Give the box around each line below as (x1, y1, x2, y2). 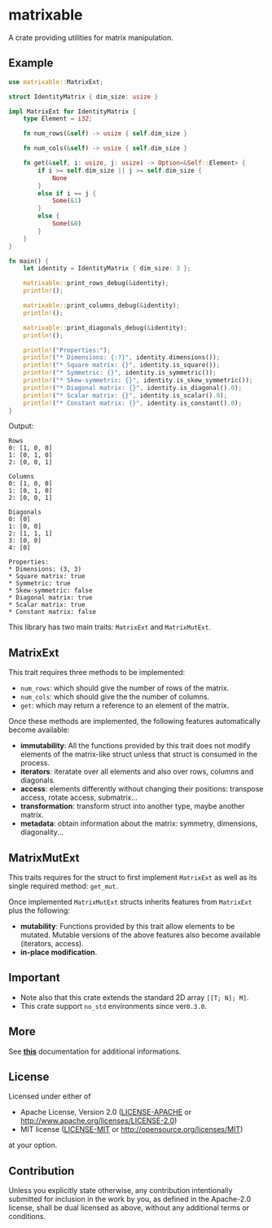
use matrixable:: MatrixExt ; (8, 77, 104, 86)
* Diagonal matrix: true (8, 594, 93, 602)
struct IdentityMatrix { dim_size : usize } (8, 92, 159, 101)
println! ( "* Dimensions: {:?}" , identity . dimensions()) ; (23, 353, 221, 362)
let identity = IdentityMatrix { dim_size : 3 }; (23, 265, 191, 273)
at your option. (8, 1140, 58, 1150)
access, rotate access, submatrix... (20, 792, 138, 803)
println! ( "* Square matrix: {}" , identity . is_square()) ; (23, 361, 221, 370)
